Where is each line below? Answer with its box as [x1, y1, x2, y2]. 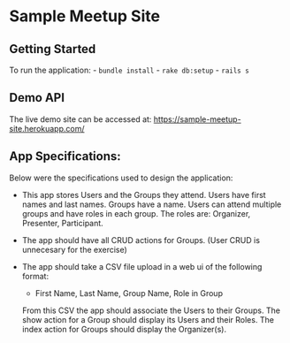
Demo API [9, 90, 65, 105]
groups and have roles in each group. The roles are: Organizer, [21, 208, 251, 218]
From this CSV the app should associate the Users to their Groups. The [21, 305, 281, 316]
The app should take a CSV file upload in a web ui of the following [21, 261, 263, 271]
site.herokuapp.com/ [9, 123, 85, 133]
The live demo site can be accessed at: [9, 113, 152, 125]
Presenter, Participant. [21, 217, 103, 228]
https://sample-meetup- [153, 113, 241, 125]
